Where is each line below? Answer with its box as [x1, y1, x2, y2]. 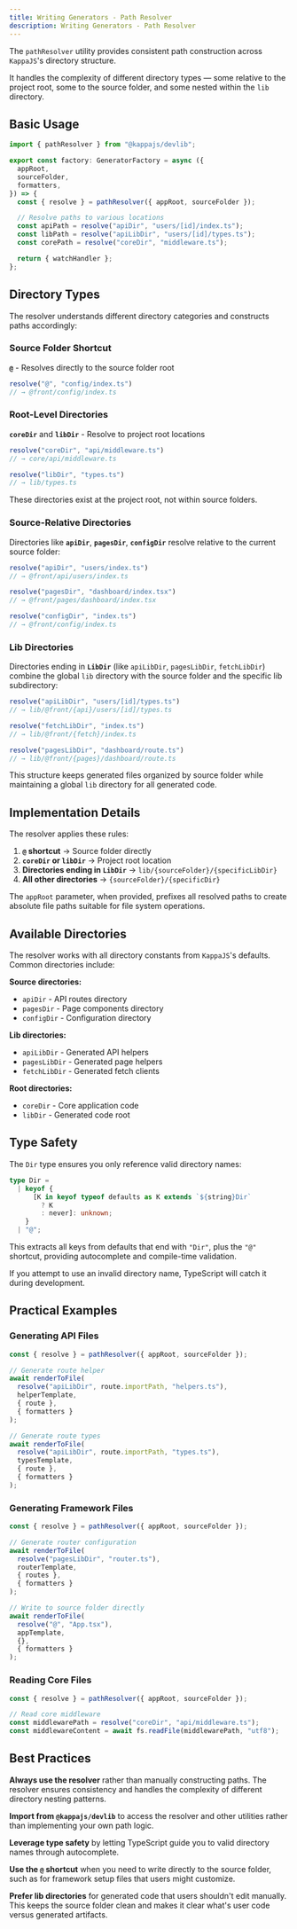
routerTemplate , [17, 1563, 77, 1572]
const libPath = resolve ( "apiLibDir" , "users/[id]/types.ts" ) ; [17, 230, 255, 239]
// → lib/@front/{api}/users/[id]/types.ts [9, 706, 173, 715]
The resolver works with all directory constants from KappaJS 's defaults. [9, 950, 270, 961]
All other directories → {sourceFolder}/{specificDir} [21, 874, 221, 885]
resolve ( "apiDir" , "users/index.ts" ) [9, 563, 149, 572]
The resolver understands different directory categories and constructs [9, 310, 270, 321]
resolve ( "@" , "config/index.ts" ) [9, 379, 133, 388]
